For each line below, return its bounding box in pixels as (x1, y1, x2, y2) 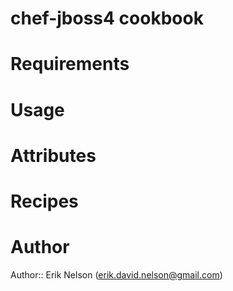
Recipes (10, 190, 79, 212)
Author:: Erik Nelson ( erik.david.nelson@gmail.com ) (10, 268, 223, 281)
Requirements (10, 53, 130, 76)
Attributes (10, 144, 97, 167)
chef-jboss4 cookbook (10, 7, 204, 30)
